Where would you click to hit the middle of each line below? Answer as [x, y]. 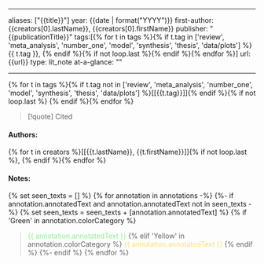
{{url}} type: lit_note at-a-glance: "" [66, 62]
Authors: [23, 134]
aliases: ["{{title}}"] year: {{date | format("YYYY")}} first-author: [111, 20]
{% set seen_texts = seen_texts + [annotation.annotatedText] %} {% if [133, 212]
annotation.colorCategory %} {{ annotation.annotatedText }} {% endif [140, 244]
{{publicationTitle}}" [40, 37]
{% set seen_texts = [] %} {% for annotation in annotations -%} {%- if [121, 196]
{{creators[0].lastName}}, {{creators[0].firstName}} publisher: [108, 29]
